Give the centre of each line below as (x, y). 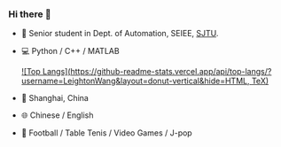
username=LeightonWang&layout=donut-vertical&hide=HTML (134, 81)
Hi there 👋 (30, 14)
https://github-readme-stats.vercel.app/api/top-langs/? (171, 72)
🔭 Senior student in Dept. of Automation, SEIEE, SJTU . (120, 34)
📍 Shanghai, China (55, 98)
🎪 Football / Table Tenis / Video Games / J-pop (106, 133)
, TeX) (258, 81)
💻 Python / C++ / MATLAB (70, 51)
